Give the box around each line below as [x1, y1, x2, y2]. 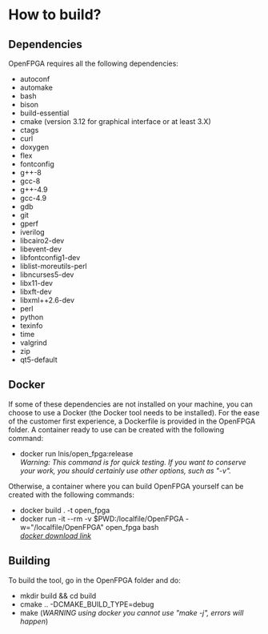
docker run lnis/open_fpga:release [19, 448, 134, 458]
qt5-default [19, 355, 58, 364]
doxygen [19, 142, 50, 151]
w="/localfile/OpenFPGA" [19, 522, 104, 532]
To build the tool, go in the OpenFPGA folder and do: [8, 575, 182, 585]
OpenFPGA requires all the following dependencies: [8, 58, 178, 68]
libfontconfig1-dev [19, 253, 81, 262]
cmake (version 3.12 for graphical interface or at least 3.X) [19, 117, 212, 126]
